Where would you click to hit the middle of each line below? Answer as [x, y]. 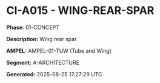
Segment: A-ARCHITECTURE [43, 62]
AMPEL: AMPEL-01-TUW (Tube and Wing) [59, 51]
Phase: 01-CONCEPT [33, 27]
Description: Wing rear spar [42, 39]
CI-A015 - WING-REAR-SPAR [80, 11]
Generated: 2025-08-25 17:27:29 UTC [54, 74]
